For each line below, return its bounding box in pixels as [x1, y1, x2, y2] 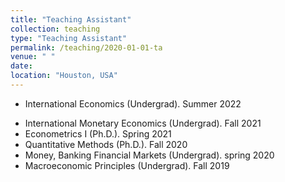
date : [10, 61, 33, 71]
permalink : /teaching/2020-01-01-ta [10, 42, 163, 53]
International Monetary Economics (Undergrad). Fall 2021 [24, 117, 262, 129]
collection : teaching [10, 24, 101, 34]
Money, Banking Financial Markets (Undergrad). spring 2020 [24, 149, 275, 161]
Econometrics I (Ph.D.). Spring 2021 [24, 127, 172, 140]
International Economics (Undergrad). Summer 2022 [24, 97, 242, 110]
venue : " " [10, 52, 56, 62]
